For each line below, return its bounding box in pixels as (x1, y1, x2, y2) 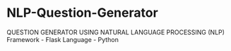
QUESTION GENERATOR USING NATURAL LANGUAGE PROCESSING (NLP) (6, 28, 225, 36)
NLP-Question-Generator (6, 5, 158, 21)
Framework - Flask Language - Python (6, 35, 119, 43)
